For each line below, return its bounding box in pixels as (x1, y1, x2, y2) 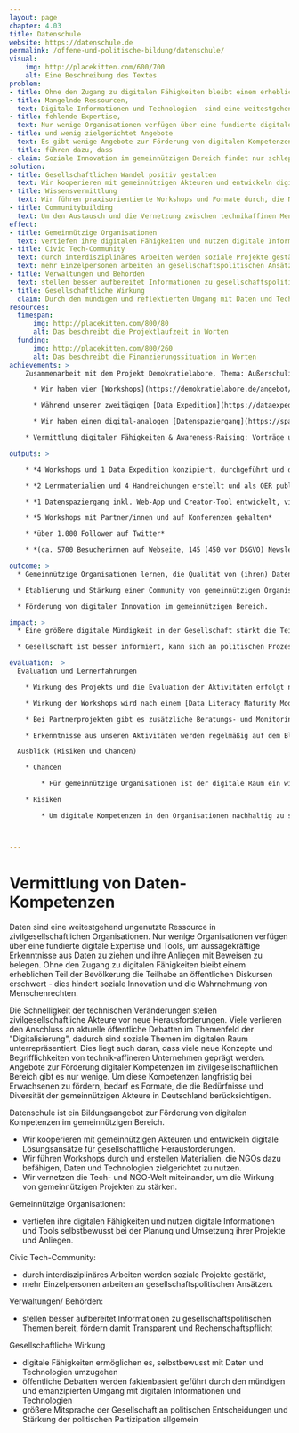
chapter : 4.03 (9, 21, 62, 30)
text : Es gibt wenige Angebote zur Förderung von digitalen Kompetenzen (17, 137, 293, 146)
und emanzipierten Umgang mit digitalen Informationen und (21, 1385, 242, 1396)
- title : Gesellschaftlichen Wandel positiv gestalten (9, 170, 217, 179)
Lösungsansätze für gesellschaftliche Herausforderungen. (21, 1143, 236, 1154)
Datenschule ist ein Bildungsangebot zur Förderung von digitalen (9, 1107, 247, 1118)
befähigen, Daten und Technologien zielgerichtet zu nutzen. (21, 1162, 242, 1173)
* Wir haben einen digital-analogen (32, 417, 169, 426)
